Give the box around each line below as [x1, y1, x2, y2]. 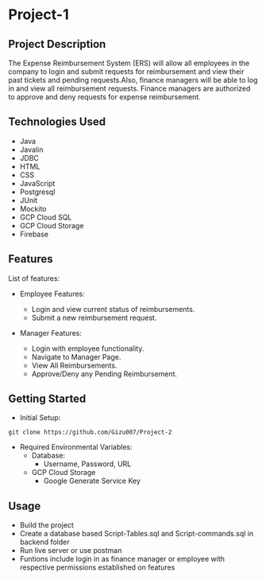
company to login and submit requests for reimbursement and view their [8, 67, 245, 76]
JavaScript [19, 178, 56, 188]
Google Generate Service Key [43, 476, 141, 486]
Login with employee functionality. [31, 344, 145, 353]
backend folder [19, 537, 70, 547]
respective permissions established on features [19, 562, 175, 572]
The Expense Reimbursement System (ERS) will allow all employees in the [8, 58, 250, 68]
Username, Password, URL [43, 459, 132, 469]
